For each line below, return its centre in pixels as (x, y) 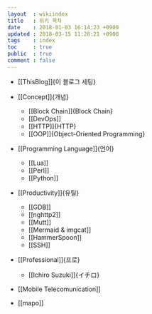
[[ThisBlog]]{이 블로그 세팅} (56, 81)
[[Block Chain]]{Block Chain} (71, 111)
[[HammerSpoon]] (55, 237)
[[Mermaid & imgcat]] (60, 230)
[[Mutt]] (40, 222)
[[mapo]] (31, 303)
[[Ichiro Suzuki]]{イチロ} (64, 275)
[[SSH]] (39, 245)
